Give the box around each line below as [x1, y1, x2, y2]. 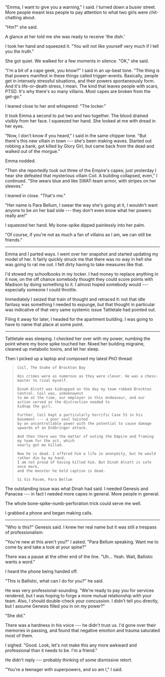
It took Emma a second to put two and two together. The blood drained [5, 113, 148, 119]
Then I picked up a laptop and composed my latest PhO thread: [5, 356, 133, 361]
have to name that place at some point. [5, 322, 84, 327]
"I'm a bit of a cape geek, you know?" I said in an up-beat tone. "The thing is [5, 67, 160, 73]
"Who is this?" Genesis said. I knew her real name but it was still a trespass [5, 524, 157, 530]
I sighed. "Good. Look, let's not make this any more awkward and [5, 642, 137, 648]
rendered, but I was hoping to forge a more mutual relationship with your [5, 593, 152, 598]
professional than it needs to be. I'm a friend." [5, 647, 98, 653]
